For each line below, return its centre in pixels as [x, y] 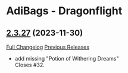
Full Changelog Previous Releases [48, 47]
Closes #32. [29, 65]
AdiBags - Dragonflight [64, 11]
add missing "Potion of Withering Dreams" [67, 58]
